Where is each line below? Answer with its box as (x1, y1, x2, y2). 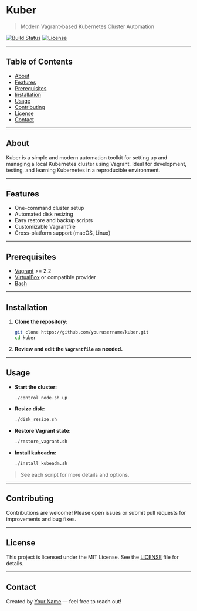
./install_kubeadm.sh (14, 461, 67, 467)
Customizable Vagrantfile (14, 223, 76, 230)
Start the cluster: (14, 383, 57, 391)
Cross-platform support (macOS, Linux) (14, 229, 111, 236)
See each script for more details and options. (20, 471, 130, 478)
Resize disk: (14, 405, 45, 412)
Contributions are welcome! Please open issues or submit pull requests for (6, 509, 186, 516)
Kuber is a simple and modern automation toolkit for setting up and (6, 154, 168, 161)
